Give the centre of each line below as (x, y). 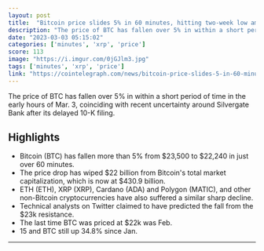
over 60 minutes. (47, 165)
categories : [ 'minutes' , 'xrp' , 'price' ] (77, 45)
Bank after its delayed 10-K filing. (62, 113)
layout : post (29, 15)
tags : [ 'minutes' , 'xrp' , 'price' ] (66, 67)
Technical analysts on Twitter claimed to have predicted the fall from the (136, 206)
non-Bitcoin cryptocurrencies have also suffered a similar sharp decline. (136, 198)
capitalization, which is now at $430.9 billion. (93, 181)
